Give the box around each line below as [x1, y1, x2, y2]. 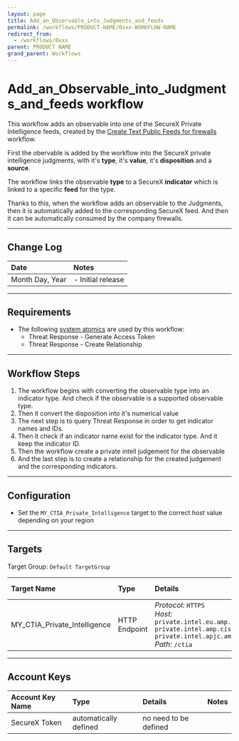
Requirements [7, 306, 71, 318]
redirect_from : [7, 30, 53, 38]
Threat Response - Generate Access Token [28, 333, 155, 341]
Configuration [7, 489, 71, 502]
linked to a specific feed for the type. [7, 185, 116, 193]
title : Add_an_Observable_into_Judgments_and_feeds [7, 17, 164, 24]
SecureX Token [11, 717, 62, 727]
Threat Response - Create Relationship [28, 340, 142, 349]
